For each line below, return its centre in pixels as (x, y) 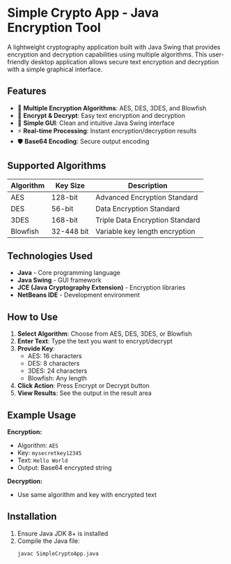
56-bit (62, 209)
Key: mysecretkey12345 (49, 453)
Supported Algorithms (57, 166)
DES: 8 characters (54, 364)
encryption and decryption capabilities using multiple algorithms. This (107, 54)
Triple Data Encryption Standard (148, 220)
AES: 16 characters (55, 356)
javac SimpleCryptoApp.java (58, 554)
